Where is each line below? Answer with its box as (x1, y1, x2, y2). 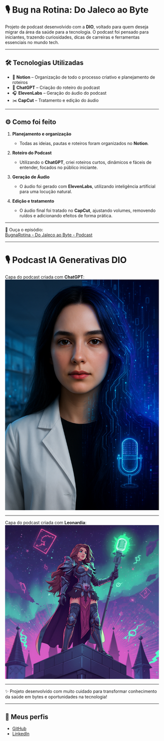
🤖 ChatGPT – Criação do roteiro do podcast (12, 84, 100, 90)
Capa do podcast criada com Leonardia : (5, 520, 87, 526)
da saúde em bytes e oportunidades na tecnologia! (5, 694, 107, 700)
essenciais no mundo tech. (5, 39, 60, 45)
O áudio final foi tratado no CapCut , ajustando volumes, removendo (19, 207, 156, 213)
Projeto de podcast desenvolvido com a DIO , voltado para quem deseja (5, 23, 149, 30)
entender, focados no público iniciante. (19, 165, 98, 170)
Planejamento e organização (12, 131, 72, 137)
